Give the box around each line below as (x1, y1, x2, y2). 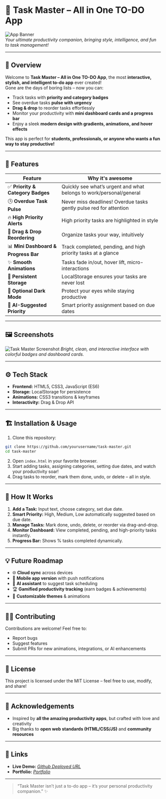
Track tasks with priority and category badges (12, 94, 109, 100)
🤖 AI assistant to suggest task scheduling (12, 581, 98, 587)
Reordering (7, 234, 35, 241)
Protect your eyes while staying (61, 287, 134, 294)
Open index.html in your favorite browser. (12, 458, 98, 464)
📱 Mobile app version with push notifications (12, 575, 105, 581)
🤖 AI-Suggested (7, 301, 47, 308)
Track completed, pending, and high (61, 243, 146, 250)
